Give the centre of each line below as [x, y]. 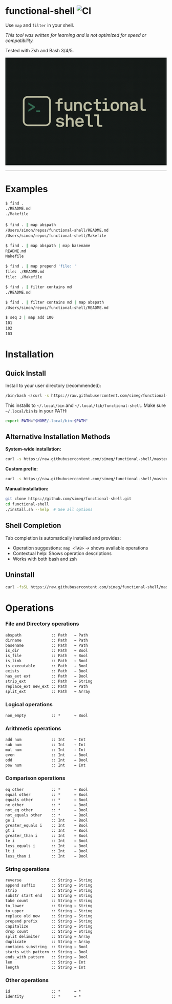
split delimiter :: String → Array [48, 937]
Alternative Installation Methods [58, 437]
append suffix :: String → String [49, 886]
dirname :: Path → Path [47, 640]
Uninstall [20, 575]
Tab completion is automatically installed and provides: [63, 538]
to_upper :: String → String [49, 911]
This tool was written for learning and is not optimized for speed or [76, 35]
